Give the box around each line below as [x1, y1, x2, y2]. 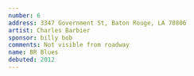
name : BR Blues [8, 48, 59, 56]
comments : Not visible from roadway [8, 41, 130, 49]
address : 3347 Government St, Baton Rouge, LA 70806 [8, 19, 187, 27]
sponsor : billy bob [8, 33, 73, 42]
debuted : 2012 [8, 56, 56, 64]
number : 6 [8, 11, 41, 20]
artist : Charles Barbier [8, 26, 91, 34]
